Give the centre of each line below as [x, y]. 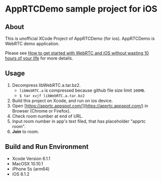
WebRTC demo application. [32, 44]
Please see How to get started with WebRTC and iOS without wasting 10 [77, 53]
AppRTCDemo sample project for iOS [81, 9]
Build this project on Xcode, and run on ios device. [62, 100]
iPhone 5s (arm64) [31, 169]
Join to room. [25, 132]
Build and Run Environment [47, 147]
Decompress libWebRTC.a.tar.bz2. [46, 85]
